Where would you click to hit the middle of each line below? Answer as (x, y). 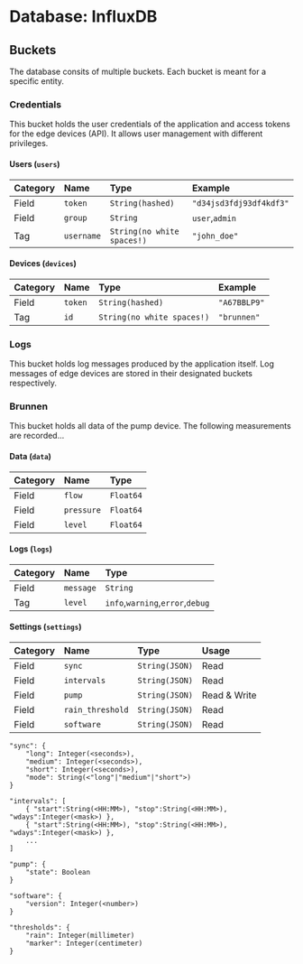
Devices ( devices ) (43, 264)
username (83, 236)
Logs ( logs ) (31, 549)
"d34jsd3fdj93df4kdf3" (241, 203)
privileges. (29, 144)
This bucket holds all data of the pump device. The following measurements (150, 426)
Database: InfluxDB (83, 17)
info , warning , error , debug (157, 602)
